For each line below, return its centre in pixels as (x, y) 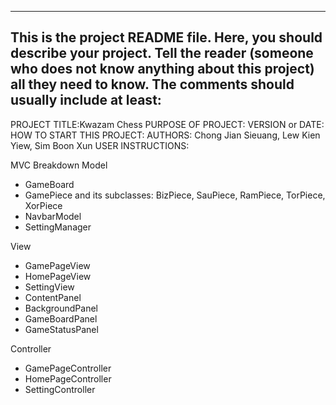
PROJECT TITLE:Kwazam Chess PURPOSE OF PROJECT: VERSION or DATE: (167, 124)
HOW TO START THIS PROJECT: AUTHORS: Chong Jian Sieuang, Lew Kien (165, 135)
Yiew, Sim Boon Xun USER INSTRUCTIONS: (100, 145)
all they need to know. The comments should (152, 84)
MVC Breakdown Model (59, 165)
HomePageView (58, 276)
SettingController (60, 389)
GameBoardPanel (61, 318)
